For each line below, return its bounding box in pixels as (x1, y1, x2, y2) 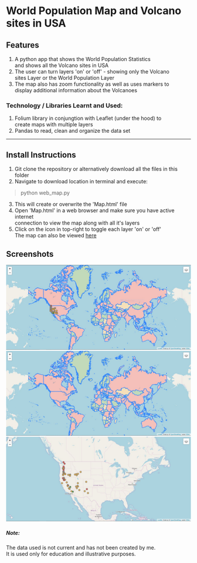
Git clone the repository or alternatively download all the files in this (14, 166, 178, 173)
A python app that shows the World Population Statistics (14, 56, 151, 62)
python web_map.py (20, 189, 70, 196)
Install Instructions (6, 150, 76, 160)
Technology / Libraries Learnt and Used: (6, 101, 123, 109)
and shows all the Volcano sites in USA (14, 62, 109, 69)
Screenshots (6, 249, 54, 259)
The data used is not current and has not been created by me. (6, 544, 156, 551)
